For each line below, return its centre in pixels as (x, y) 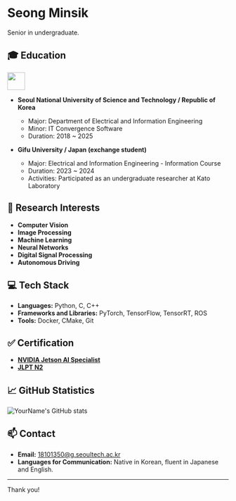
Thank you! (24, 489)
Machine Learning (45, 240)
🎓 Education (37, 55)
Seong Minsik (48, 13)
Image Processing (44, 232)
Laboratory (44, 185)
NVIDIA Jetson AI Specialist (59, 360)
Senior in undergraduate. (43, 32)
